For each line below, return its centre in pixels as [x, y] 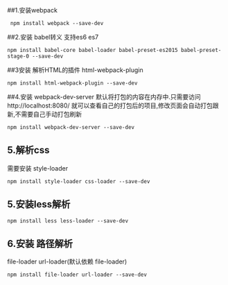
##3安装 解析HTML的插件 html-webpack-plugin [75, 70]
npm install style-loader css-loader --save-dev [79, 181]
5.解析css [28, 150]
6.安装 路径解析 [40, 244]
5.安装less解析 [39, 204]
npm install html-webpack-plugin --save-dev [72, 83]
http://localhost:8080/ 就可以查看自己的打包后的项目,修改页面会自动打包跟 [113, 105]
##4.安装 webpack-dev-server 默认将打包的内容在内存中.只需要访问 [104, 97]
